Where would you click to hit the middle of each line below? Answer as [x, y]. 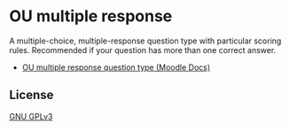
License [31, 95]
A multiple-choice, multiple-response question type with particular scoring [145, 41]
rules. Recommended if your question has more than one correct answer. [143, 50]
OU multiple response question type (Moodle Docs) [116, 67]
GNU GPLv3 [31, 116]
